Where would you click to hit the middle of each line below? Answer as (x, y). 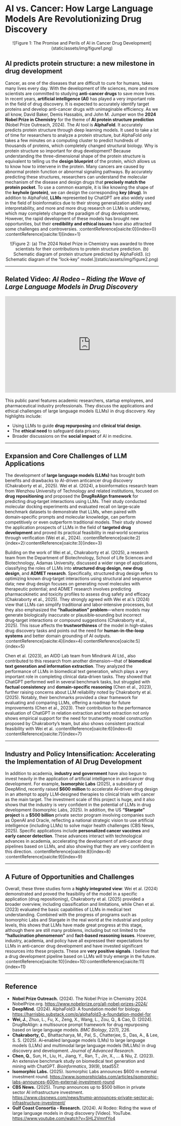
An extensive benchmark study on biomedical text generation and (78, 1061)
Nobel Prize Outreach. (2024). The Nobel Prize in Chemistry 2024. (80, 999)
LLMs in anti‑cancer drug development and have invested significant (74, 946)
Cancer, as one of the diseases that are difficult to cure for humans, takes (79, 83)
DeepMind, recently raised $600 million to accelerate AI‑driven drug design (81, 789)
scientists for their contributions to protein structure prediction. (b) (82, 249)
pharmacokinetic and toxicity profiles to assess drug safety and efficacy (78, 594)
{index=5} (15, 646)
